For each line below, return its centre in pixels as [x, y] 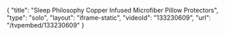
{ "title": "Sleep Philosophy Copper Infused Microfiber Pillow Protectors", [112, 10]
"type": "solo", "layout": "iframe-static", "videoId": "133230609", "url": [109, 18]
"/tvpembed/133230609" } [46, 25]
